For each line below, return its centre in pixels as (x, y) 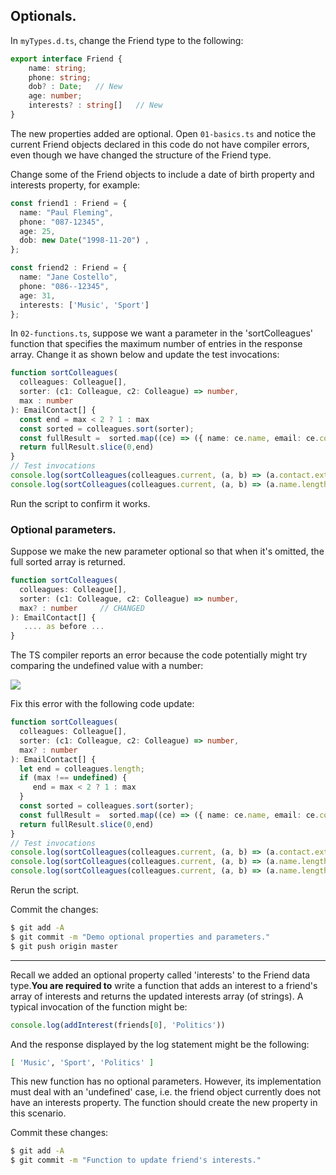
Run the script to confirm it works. (80, 503)
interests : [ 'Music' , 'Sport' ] (84, 305)
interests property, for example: (75, 185)
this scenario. (38, 1113)
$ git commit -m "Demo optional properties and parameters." (140, 937)
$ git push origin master (64, 946)
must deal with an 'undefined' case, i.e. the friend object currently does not (166, 1092)
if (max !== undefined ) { (73, 778)
